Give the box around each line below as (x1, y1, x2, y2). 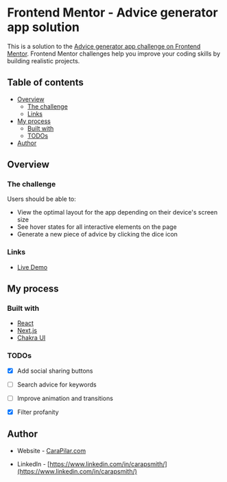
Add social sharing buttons (16, 366, 93, 375)
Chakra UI (16, 333, 46, 342)
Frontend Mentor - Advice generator (7, 5, 218, 21)
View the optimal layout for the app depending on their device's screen (16, 208, 218, 217)
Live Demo (16, 263, 48, 271)
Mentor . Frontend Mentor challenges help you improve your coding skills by (7, 50, 221, 58)
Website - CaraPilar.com (16, 446, 86, 454)
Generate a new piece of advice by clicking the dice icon (16, 230, 178, 239)
